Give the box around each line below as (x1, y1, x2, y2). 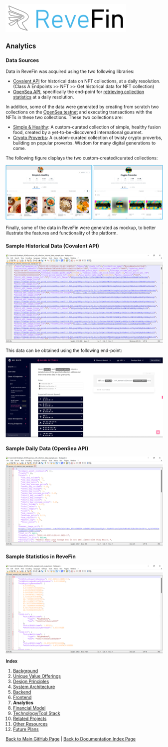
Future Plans (12, 726, 39, 732)
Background (12, 668, 38, 674)
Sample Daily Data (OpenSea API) (5, 444, 89, 451)
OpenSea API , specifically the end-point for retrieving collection (12, 88, 145, 94)
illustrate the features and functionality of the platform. (5, 229, 118, 236)
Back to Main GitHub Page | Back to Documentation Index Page (5, 736, 136, 742)
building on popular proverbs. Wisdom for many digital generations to (12, 139, 156, 146)
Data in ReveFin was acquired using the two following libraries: (5, 68, 135, 74)
